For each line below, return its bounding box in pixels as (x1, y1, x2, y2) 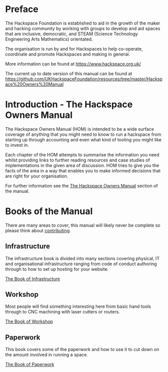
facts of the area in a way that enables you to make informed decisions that (5, 167, 161, 173)
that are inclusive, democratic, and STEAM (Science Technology (5, 31, 138, 37)
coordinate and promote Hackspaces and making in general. (5, 51, 130, 57)
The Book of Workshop (5, 318, 53, 324)
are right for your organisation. (5, 173, 69, 179)
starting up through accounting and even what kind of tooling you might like (5, 136, 162, 142)
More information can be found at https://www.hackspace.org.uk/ (5, 61, 141, 67)
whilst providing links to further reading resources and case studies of (5, 157, 150, 163)
